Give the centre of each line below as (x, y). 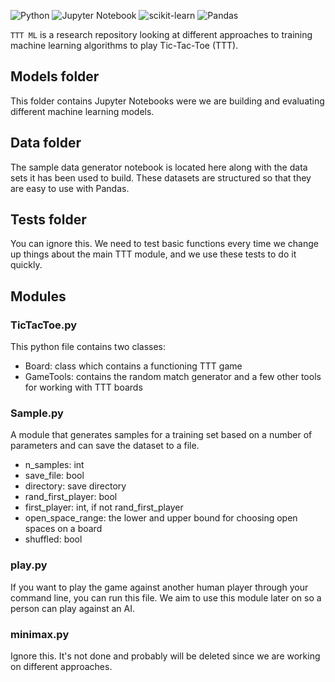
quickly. (26, 265)
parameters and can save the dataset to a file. (105, 446)
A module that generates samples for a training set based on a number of (161, 435)
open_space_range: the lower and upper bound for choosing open (161, 518)
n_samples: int (54, 465)
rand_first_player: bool (71, 497)
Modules (38, 296)
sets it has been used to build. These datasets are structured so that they (161, 177)
